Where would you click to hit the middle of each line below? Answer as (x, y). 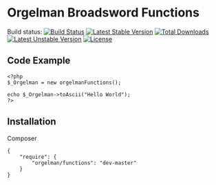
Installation (32, 122)
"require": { (38, 157)
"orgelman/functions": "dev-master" (84, 163)
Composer (22, 138)
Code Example (39, 61)
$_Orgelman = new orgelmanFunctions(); (64, 83)
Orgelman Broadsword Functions (103, 13)
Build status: (25, 32)
